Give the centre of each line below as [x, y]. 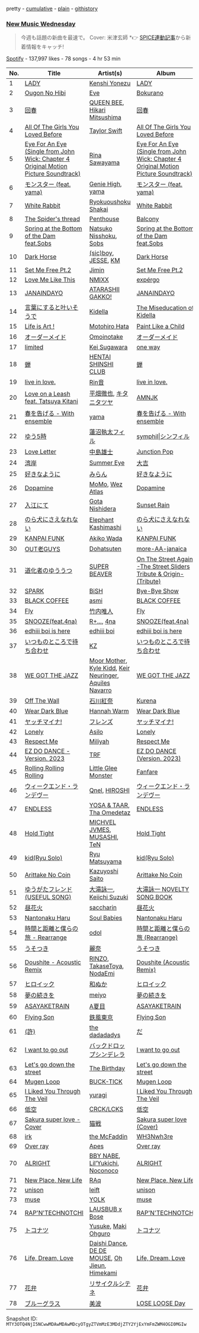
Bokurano [150, 93]
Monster [101, 776]
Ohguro [100, 1234]
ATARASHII [105, 289]
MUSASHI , [104, 837]
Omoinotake [106, 337]
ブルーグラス [42, 1304]
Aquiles [100, 683]
